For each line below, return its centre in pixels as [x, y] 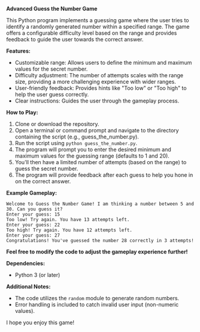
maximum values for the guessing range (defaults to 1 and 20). [92, 156]
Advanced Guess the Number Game [52, 9]
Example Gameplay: [32, 193]
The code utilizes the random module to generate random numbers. [97, 298]
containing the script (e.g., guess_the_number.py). [77, 137]
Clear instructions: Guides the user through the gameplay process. [97, 101]
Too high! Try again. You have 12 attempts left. [69, 230]
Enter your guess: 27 [33, 236]
